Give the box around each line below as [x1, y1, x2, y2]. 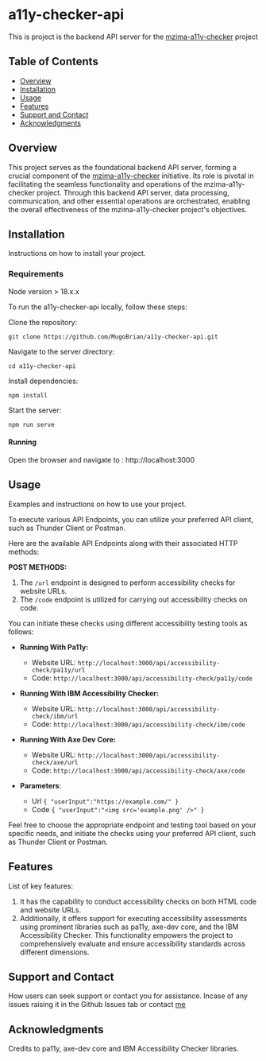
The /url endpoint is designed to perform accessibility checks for [19, 578, 236, 587]
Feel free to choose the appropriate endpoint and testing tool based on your [8, 820, 256, 830]
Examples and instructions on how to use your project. [8, 499, 187, 509]
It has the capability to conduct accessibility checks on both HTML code [19, 896, 256, 906]
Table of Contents [8, 55, 99, 68]
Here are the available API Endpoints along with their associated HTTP [8, 538, 238, 548]
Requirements [8, 269, 64, 280]
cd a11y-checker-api [8, 362, 77, 370]
